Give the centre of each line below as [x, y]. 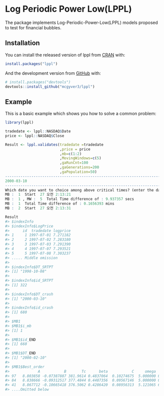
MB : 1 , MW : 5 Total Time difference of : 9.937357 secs [70, 199]
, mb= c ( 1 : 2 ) [71, 154]
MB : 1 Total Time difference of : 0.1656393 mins [60, 204]
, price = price [75, 149]
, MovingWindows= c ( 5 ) [80, 158]
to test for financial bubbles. [33, 27]
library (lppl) [20, 123]
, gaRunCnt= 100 [74, 163]
